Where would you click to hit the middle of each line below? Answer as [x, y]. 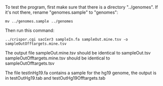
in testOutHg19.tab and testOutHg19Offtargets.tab [55, 78]
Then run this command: [30, 30]
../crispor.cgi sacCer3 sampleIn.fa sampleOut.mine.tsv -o [67, 39]
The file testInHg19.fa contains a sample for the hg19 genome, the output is [81, 73]
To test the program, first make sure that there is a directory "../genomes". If [81, 7]
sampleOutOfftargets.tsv [30, 63]
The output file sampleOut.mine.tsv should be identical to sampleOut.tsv [78, 53]
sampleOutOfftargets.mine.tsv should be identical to [58, 58]
